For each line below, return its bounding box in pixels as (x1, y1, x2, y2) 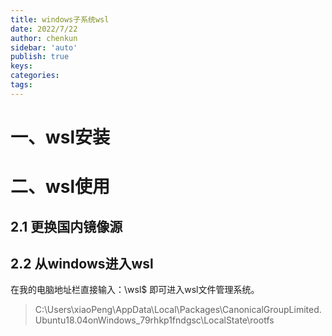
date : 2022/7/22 (10, 24, 78, 34)
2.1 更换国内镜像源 (10, 218, 123, 235)
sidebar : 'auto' (10, 42, 78, 53)
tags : (10, 80, 33, 90)
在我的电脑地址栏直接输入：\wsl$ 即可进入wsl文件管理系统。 (10, 284, 260, 296)
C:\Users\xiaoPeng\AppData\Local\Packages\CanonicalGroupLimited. (34, 304, 322, 316)
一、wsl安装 (10, 126, 111, 148)
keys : (10, 61, 33, 71)
